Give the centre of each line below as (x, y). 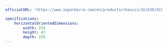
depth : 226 (34, 37)
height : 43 (34, 33)
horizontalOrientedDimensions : (46, 23)
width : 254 (34, 28)
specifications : (22, 19)
